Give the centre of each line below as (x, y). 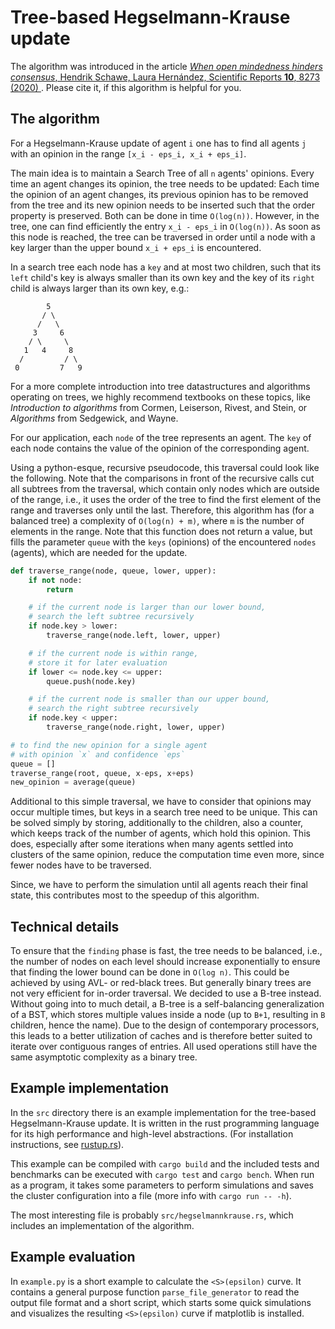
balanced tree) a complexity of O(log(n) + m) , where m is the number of (157, 520)
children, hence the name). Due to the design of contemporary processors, (165, 1025)
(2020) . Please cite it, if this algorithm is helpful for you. (126, 87)
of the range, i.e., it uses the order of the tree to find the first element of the (166, 499)
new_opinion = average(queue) (73, 782)
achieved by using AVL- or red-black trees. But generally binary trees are (161, 983)
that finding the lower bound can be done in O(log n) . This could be (150, 972)
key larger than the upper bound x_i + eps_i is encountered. (136, 247)
